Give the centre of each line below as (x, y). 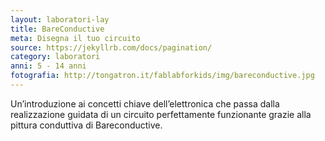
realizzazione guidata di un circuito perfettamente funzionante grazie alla (161, 114)
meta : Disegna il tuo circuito (75, 38)
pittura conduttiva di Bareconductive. (86, 125)
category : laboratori (55, 57)
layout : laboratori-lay (60, 19)
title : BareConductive (57, 29)
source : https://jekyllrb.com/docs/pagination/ (111, 47)
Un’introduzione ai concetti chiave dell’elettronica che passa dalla (145, 103)
